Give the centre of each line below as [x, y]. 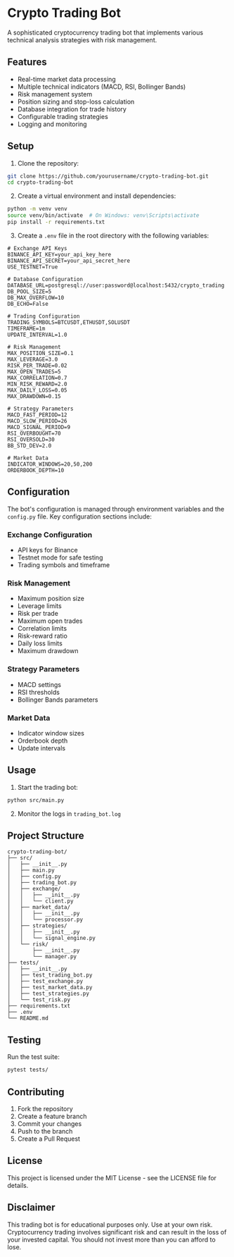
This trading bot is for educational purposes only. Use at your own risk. [110, 1225]
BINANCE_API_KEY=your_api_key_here [59, 254]
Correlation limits [42, 628]
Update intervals [41, 748]
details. [18, 1185]
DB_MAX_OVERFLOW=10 [36, 297]
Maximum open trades [50, 621]
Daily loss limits [40, 643]
